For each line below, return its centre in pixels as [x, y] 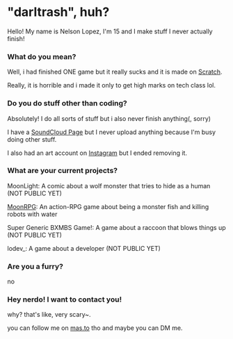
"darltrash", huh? [58, 12]
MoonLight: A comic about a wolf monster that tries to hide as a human [109, 185]
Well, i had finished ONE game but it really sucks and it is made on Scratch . [115, 72]
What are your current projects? [63, 171]
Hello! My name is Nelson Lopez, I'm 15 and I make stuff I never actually [110, 31]
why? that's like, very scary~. [49, 315]
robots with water [32, 214]
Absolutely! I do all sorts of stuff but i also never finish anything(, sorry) [109, 118]
